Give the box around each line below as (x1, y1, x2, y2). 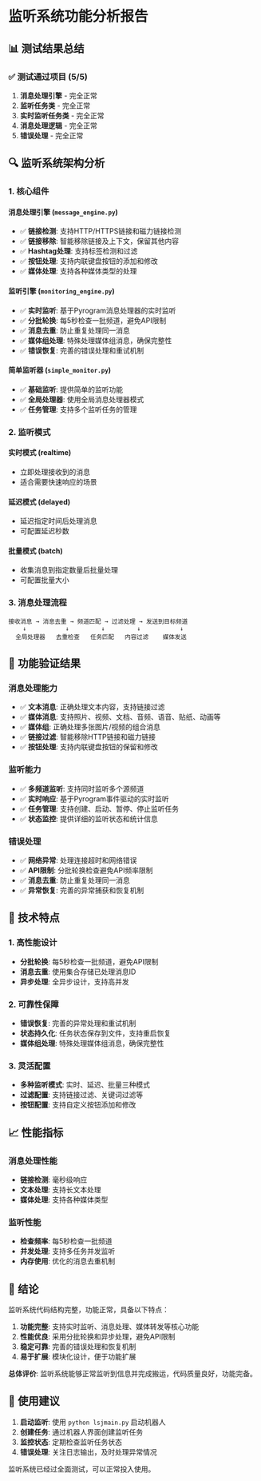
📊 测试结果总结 (8, 42, 85, 55)
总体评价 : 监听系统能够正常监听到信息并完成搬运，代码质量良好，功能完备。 (8, 1368, 257, 1378)
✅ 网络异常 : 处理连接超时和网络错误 (19, 855, 137, 864)
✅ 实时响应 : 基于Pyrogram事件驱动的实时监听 (19, 793, 169, 804)
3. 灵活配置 (8, 1060, 51, 1072)
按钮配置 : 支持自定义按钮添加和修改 (19, 1100, 136, 1110)
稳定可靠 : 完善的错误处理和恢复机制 (19, 1341, 136, 1351)
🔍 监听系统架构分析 (8, 157, 105, 170)
